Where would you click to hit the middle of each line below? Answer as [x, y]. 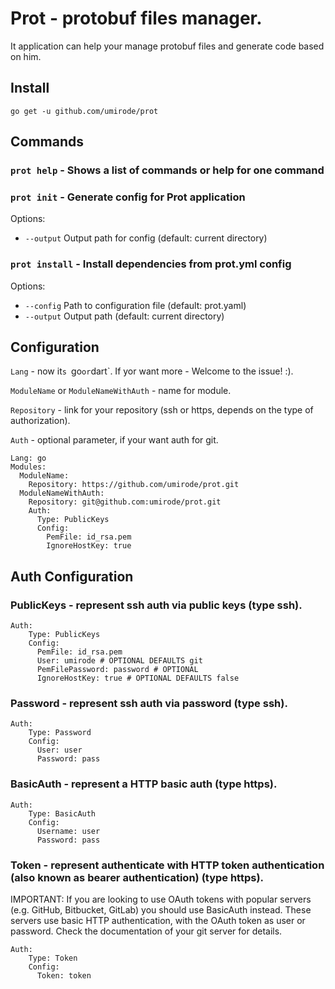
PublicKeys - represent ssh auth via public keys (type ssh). [156, 605]
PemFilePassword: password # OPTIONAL [117, 670]
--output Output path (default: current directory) [124, 316]
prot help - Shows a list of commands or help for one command [167, 170]
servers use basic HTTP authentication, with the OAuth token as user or [158, 921]
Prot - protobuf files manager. [136, 18]
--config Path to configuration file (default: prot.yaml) [135, 305]
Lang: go [28, 458]
